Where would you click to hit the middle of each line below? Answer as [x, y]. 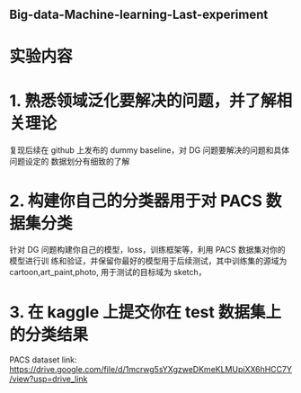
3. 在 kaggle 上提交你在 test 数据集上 [145, 312]
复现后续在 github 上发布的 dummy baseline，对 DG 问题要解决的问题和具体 [150, 150]
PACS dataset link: [44, 360]
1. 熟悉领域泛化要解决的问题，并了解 [143, 100]
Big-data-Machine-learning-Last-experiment [139, 15]
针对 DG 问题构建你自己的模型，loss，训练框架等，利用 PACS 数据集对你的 [147, 250]
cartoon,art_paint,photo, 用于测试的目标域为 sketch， [108, 272]
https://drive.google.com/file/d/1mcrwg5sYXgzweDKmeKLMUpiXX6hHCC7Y [151, 370]
